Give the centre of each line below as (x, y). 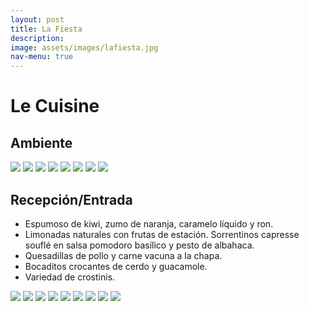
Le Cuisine (55, 106)
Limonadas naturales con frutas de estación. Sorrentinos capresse (162, 234)
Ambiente (41, 142)
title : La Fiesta (46, 29)
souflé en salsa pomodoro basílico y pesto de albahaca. (139, 245)
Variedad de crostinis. (70, 277)
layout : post (37, 19)
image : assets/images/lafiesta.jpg (84, 47)
